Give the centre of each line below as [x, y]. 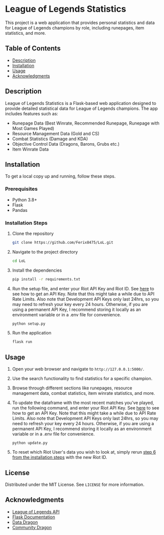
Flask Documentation [34, 517]
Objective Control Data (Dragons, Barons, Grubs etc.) [66, 144]
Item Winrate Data [30, 149]
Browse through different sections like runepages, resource [72, 388]
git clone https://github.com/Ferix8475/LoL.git [63, 242]
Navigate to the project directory [45, 252]
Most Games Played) [33, 128]
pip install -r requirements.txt [46, 279]
